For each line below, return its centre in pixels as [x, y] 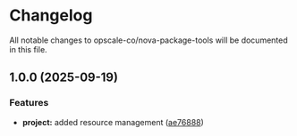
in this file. [28, 49]
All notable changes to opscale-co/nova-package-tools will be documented [148, 40]
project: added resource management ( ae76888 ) [113, 122]
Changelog [51, 16]
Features [29, 103]
